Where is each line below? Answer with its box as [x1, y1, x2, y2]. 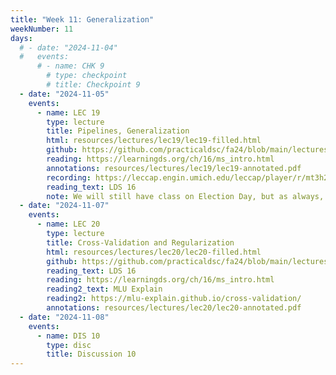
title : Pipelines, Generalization [46, 126, 190, 136]
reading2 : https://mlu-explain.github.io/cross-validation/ [46, 294, 302, 304]
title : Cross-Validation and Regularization [46, 237, 235, 248]
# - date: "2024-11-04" [19, 42, 118, 53]
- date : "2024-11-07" [19, 201, 110, 211]
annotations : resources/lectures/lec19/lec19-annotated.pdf [46, 163, 302, 173]
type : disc [46, 340, 92, 350]
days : [10, 33, 33, 43]
